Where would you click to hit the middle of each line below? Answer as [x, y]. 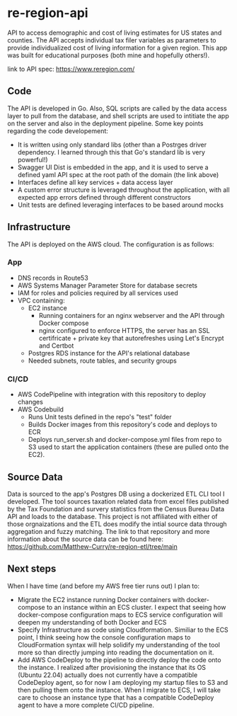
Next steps [32, 569]
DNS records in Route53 [53, 278]
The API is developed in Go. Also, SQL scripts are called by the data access [117, 108]
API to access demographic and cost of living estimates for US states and [115, 33]
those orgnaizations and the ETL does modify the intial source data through [117, 524]
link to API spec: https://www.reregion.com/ [71, 69]
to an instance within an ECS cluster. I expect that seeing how [136, 607]
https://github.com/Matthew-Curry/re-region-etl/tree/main [93, 546]
